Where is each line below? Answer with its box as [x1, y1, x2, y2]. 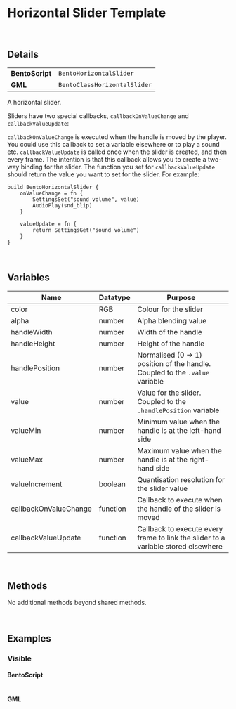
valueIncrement [11, 479, 63, 489]
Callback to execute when [136, 495, 223, 505]
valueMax [11, 455, 44, 464]
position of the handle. [136, 358, 211, 368]
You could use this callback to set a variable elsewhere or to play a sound [7, 140, 220, 148]
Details [7, 48, 39, 60]
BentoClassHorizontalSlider [58, 81, 152, 89]
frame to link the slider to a [136, 533, 225, 542]
